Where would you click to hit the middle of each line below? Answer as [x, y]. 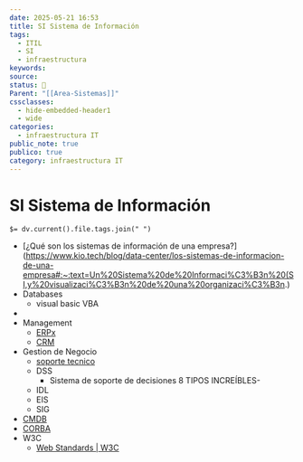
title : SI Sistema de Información [75, 26]
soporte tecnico [66, 362]
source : [24, 77]
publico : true [36, 152]
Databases [43, 294]
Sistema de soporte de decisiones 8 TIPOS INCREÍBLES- [155, 381]
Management [47, 323]
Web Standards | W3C [77, 448]
